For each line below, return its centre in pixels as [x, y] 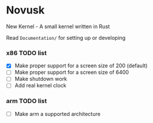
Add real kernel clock [40, 86]
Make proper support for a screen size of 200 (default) [81, 66]
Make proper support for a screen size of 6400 [72, 72]
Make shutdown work [41, 79]
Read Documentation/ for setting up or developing [66, 37]
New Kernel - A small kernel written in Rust [58, 26]
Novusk [26, 10]
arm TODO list [26, 101]
